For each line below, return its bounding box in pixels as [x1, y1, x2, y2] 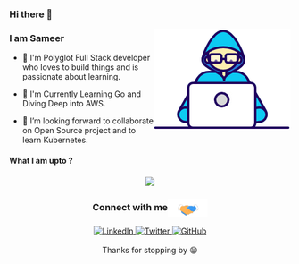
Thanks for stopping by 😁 [102, 244, 198, 255]
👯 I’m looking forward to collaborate [21, 115, 154, 126]
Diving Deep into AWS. [21, 98, 106, 109]
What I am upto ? [9, 155, 73, 166]
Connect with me [92, 200, 168, 213]
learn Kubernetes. [21, 134, 88, 146]
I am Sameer [9, 31, 65, 44]
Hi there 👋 [9, 8, 54, 21]
